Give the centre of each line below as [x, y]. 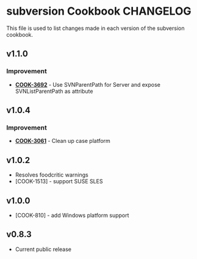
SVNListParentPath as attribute [54, 91]
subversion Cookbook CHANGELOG [99, 11]
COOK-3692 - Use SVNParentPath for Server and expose [88, 84]
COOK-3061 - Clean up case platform [63, 141]
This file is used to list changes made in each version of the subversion [95, 28]
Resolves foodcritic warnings [52, 175]
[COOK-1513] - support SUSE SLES [59, 181]
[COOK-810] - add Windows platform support [72, 215]
